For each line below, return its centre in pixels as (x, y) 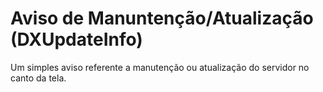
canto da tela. (38, 78)
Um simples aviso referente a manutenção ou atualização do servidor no (160, 67)
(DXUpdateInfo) (76, 39)
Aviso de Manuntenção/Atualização (162, 18)
